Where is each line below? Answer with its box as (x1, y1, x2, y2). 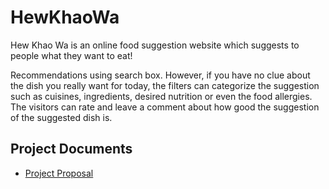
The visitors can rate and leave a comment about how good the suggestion (10, 101, 320, 113)
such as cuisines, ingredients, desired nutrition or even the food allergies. (10, 90, 313, 102)
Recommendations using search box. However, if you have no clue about (10, 69, 311, 81)
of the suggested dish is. (10, 111, 113, 123)
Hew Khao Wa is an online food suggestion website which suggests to (10, 39, 300, 51)
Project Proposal (24, 167, 94, 179)
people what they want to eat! (10, 49, 133, 61)
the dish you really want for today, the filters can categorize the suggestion (10, 79, 320, 91)
